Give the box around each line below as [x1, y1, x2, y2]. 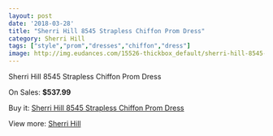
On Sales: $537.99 [8, 87, 71, 97]
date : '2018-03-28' [8, 19, 75, 28]
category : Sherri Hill [8, 34, 85, 43]
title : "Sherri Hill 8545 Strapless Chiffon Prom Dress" [8, 27, 206, 35]
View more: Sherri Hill [8, 119, 81, 128]
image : [8, 49, 31, 57]
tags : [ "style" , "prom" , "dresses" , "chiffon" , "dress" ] [8, 42, 191, 50]
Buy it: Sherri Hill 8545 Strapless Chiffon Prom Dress [8, 103, 184, 113]
